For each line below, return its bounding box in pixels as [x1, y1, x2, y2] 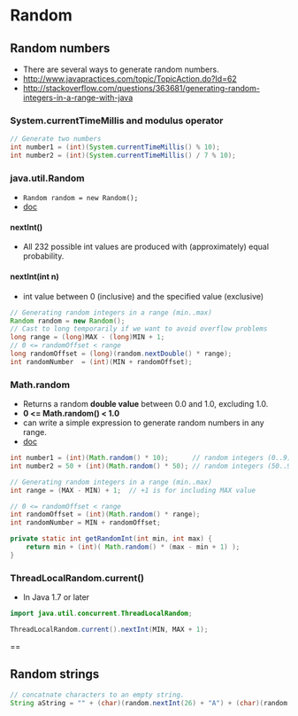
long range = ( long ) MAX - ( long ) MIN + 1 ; [10, 333, 165, 342]
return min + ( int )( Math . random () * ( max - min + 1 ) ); [26, 542, 241, 552]
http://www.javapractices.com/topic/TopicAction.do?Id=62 [22, 74, 237, 84]
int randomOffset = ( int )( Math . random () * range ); [10, 510, 201, 519]
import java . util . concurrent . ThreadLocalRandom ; [10, 609, 193, 619]
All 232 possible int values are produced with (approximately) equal [22, 241, 269, 253]
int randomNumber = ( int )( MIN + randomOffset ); [10, 357, 193, 366]
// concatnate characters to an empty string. [10, 690, 185, 699]
